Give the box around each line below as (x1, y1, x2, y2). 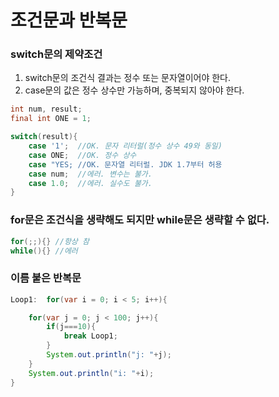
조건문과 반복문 (10, 9, 128, 32)
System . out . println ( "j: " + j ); (46, 350, 172, 360)
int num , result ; (10, 104, 83, 115)
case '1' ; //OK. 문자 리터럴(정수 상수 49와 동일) (28, 141, 223, 151)
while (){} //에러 (10, 246, 78, 256)
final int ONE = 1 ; (10, 114, 92, 124)
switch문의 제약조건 (10, 47, 103, 61)
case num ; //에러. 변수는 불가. (28, 169, 153, 179)
